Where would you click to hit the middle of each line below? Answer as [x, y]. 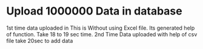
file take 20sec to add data [40, 41]
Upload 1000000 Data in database [95, 11]
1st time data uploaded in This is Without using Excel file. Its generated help [101, 28]
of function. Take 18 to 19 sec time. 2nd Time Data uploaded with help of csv [102, 34]
